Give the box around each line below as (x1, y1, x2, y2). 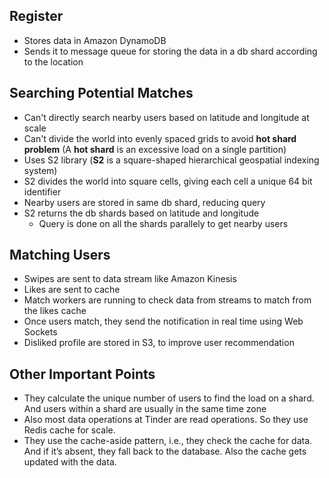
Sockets (23, 326, 58, 338)
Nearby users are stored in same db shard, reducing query (23, 196, 266, 208)
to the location (23, 55, 84, 68)
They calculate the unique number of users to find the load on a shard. (23, 392, 315, 404)
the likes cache (23, 305, 87, 317)
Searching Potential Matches (9, 85, 194, 102)
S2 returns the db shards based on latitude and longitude (23, 207, 260, 219)
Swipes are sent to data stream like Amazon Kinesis (23, 273, 237, 285)
